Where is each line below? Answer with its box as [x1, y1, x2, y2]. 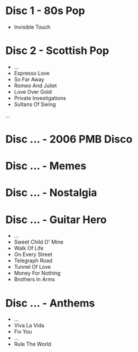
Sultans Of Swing [13, 101, 56, 108]
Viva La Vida [13, 322, 44, 329]
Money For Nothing [13, 269, 61, 276]
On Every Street [13, 251, 53, 258]
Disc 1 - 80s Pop [5, 4, 85, 18]
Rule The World [13, 341, 51, 348]
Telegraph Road [13, 257, 53, 264]
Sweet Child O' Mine [13, 238, 64, 245]
